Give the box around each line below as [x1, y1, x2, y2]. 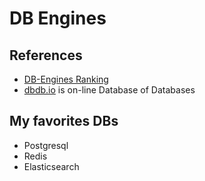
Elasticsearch [23, 160, 80, 172]
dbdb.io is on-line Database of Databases [23, 84, 196, 96]
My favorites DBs [9, 113, 119, 130]
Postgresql [23, 139, 69, 151]
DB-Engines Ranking [23, 73, 109, 85]
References [9, 47, 83, 64]
